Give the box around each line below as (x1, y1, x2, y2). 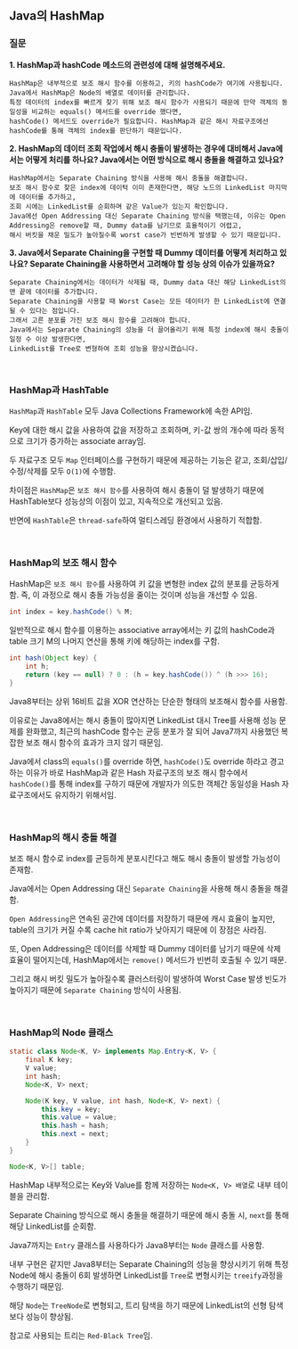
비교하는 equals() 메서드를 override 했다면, (30, 107, 182, 116)
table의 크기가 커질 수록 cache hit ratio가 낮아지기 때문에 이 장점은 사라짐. (9, 924, 267, 934)
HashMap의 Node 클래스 (9, 1026, 114, 1039)
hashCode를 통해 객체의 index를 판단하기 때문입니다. (9, 126, 183, 136)
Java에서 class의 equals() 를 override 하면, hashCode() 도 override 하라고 (9, 756, 269, 767)
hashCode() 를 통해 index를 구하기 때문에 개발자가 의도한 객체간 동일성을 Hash (9, 778, 280, 789)
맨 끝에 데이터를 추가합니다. (9, 287, 99, 296)
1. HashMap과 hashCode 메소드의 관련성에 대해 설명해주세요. (9, 59, 226, 70)
